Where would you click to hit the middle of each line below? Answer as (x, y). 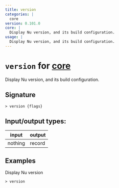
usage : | (14, 37)
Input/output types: (36, 121)
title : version (21, 10)
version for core (38, 66)
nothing (16, 143)
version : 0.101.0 (23, 23)
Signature (20, 95)
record (37, 143)
